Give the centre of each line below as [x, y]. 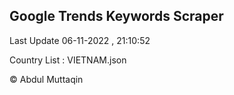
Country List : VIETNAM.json [68, 60]
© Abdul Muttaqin [46, 79]
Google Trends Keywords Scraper [116, 16]
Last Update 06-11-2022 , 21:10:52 [80, 40]
